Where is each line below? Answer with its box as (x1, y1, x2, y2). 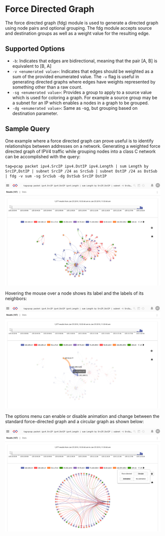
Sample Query (5, 125, 50, 133)
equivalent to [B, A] (12, 63, 52, 69)
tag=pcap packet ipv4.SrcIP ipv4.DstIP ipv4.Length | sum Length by (5, 164, 149, 169)
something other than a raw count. (12, 84, 83, 90)
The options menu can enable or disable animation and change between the (5, 413, 160, 419)
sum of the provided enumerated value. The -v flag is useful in (12, 73, 139, 80)
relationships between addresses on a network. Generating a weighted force (5, 143, 161, 149)
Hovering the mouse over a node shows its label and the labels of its (5, 290, 144, 296)
